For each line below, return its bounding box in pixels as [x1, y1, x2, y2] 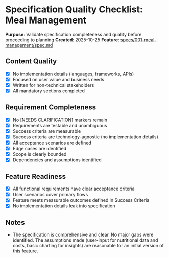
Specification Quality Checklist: [5, 4, 143, 15]
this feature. [12, 248, 38, 254]
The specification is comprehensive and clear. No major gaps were [12, 231, 154, 238]
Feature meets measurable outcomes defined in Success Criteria [12, 197, 150, 203]
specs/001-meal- [120, 37, 157, 43]
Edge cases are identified [12, 146, 67, 152]
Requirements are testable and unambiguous [12, 122, 107, 128]
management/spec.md [5, 42, 53, 48]
